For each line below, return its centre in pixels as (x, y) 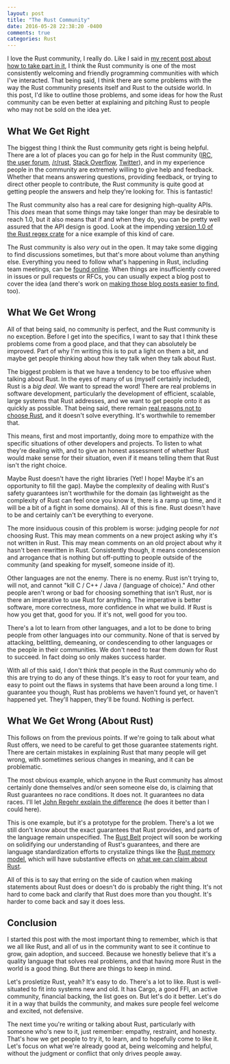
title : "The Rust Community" (49, 20)
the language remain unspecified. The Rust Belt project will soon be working (115, 837)
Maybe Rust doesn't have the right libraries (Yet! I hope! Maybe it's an (105, 478)
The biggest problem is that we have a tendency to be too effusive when (109, 371)
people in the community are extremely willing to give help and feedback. (111, 170)
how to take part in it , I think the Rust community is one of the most (102, 66)
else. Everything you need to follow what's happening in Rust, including (108, 262)
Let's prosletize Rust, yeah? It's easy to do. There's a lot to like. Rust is (106, 982)
